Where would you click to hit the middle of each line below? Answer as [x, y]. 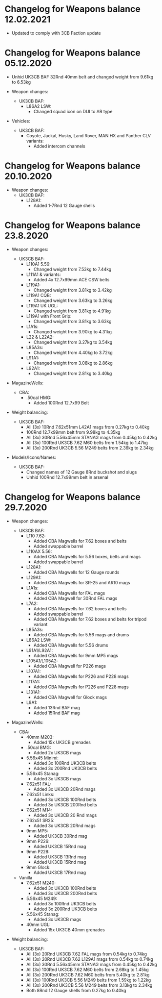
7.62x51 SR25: [40, 820]
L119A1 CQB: [39, 295]
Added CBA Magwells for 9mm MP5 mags [76, 655]
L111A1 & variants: [43, 274]
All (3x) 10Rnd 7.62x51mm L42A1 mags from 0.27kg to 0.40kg [88, 427]
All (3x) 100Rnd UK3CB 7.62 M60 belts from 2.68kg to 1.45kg [88, 970]
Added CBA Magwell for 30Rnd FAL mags [75, 598]
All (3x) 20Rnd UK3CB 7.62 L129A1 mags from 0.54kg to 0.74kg [90, 959]
